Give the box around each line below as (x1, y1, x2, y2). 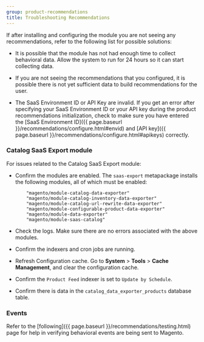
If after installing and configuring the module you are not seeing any (6, 31, 176, 38)
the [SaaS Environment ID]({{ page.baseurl (15, 118, 123, 125)
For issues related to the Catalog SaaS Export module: (6, 160, 141, 167)
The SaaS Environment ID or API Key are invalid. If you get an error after (15, 98, 195, 106)
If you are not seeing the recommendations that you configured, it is (15, 74, 185, 81)
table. (15, 293, 30, 301)
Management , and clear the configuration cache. (15, 264, 139, 271)
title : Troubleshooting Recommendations (6, 15, 110, 21)
